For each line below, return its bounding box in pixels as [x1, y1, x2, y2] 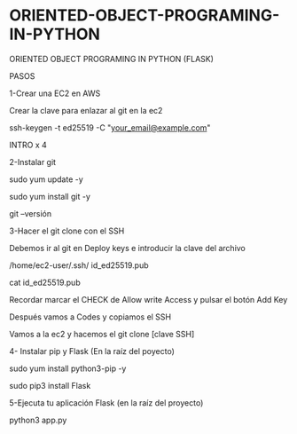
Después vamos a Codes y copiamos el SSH [9, 312, 171, 322]
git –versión [9, 208, 51, 218]
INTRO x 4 [9, 139, 47, 150]
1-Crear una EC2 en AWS [9, 88, 101, 99]
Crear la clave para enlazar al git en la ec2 [9, 105, 163, 115]
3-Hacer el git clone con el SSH [9, 225, 125, 236]
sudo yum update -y [9, 174, 84, 185]
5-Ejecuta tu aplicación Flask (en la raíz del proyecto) [9, 397, 204, 408]
